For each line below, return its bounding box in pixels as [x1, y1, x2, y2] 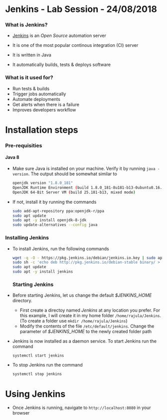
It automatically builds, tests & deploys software [12, 61, 111, 68]
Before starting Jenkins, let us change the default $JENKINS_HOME [12, 292, 152, 298]
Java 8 [5, 154, 19, 160]
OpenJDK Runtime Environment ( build [12, 185, 89, 190]
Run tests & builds [12, 85, 50, 91]
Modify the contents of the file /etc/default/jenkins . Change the [19, 323, 155, 329]
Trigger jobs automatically [12, 91, 66, 97]
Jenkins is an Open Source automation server [12, 32, 106, 38]
